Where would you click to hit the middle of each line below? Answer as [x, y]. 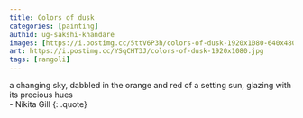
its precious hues [41, 95]
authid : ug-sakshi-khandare [62, 34]
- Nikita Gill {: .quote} [49, 104]
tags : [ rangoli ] [40, 59]
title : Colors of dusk [52, 18]
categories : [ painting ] [54, 26]
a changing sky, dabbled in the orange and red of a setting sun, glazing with [150, 85]
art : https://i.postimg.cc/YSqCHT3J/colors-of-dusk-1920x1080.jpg [137, 51]
